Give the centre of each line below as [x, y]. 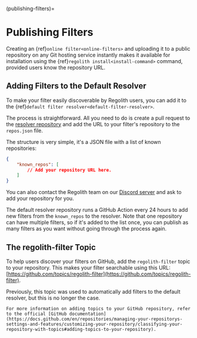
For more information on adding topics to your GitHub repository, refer [98, 309]
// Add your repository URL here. [69, 170]
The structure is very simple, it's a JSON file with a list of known [84, 142]
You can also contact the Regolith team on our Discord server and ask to [94, 192]
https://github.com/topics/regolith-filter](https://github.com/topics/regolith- [99, 274]
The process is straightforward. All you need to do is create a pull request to [98, 118]
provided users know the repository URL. [56, 67]
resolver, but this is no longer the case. [53, 298]
